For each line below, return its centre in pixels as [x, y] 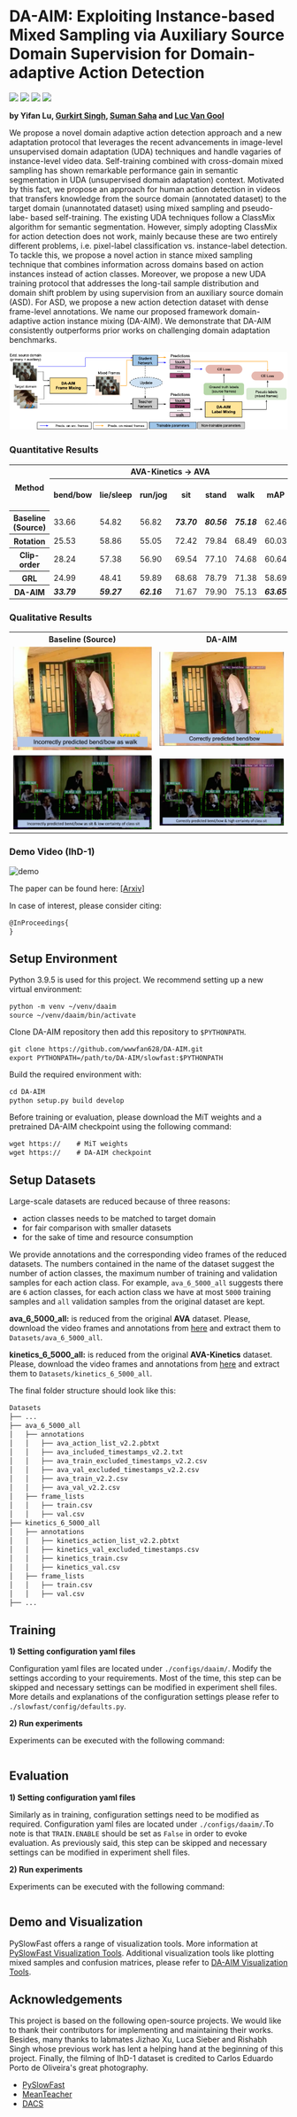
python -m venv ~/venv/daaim [63, 1007]
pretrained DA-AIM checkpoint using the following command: [121, 1127]
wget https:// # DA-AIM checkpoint [80, 1153]
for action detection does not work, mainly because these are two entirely [144, 236]
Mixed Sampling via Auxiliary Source [147, 35]
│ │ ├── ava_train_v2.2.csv [69, 1479]
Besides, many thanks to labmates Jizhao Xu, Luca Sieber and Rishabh [138, 2040]
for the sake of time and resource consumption [107, 1237]
